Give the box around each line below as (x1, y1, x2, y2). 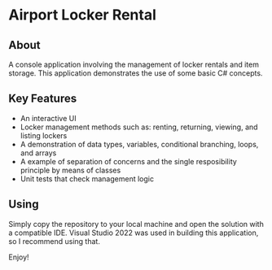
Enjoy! (8, 252, 30, 262)
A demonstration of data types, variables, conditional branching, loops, (20, 139, 259, 149)
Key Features (8, 92, 77, 106)
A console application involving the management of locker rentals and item (8, 59, 259, 69)
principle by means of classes (20, 165, 121, 175)
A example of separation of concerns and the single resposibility (20, 156, 238, 166)
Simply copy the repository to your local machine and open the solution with (8, 219, 265, 229)
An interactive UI (20, 113, 77, 123)
